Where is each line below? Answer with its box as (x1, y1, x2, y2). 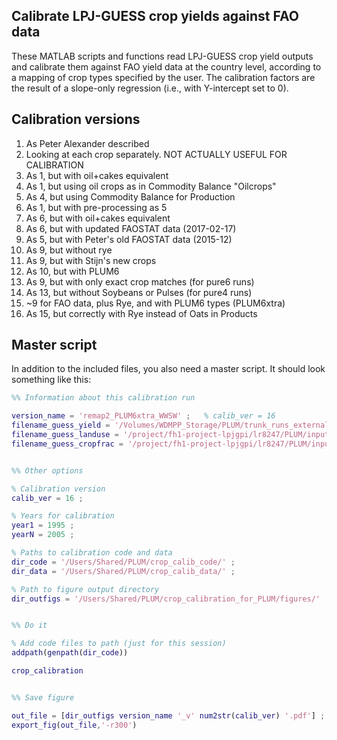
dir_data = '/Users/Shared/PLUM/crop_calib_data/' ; (11, 566, 236, 576)
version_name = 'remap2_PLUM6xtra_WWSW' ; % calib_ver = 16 (11, 411, 276, 421)
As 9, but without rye (25, 244, 113, 256)
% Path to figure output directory (11, 584, 160, 594)
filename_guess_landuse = (11, 430, 119, 440)
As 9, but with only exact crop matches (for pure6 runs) (25, 275, 255, 288)
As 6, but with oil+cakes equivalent (25, 212, 171, 224)
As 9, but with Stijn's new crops (25, 254, 157, 266)
